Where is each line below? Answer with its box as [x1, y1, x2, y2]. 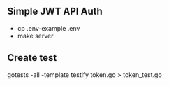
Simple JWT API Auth [7, 6, 103, 17]
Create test [7, 52, 57, 64]
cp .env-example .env [17, 24, 80, 32]
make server [17, 31, 54, 40]
